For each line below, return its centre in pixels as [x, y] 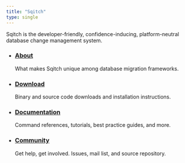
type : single [22, 17]
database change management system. [54, 40]
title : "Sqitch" [26, 12]
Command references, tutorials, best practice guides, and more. [93, 125]
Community [32, 140]
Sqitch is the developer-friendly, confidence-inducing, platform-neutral [92, 34]
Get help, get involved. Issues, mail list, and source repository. [90, 153]
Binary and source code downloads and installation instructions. [93, 97]
